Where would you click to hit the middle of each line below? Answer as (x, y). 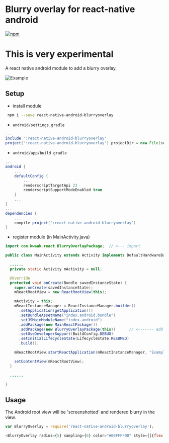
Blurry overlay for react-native (70, 9)
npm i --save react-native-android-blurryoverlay (60, 115)
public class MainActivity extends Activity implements (65, 255)
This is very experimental (59, 54)
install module (27, 106)
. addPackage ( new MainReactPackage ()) (58, 325)
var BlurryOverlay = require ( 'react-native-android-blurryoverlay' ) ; (80, 427)
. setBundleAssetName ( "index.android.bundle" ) (67, 315)
